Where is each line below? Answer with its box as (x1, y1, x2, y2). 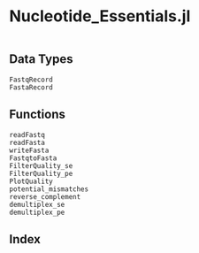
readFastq (9, 130, 46, 139)
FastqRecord (9, 75, 53, 84)
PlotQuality (9, 177, 53, 186)
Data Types (9, 51, 73, 67)
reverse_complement (9, 192, 81, 201)
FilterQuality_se (9, 161, 73, 170)
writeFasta (9, 146, 50, 155)
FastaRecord (9, 82, 53, 92)
